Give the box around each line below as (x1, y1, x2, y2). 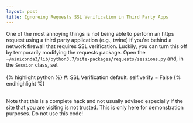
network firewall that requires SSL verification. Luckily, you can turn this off (6, 42, 187, 50)
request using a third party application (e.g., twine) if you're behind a (6, 36, 172, 43)
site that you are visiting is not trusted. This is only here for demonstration (6, 104, 184, 111)
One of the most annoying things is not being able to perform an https (6, 30, 174, 37)
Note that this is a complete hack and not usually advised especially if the (6, 97, 183, 104)
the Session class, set (6, 61, 58, 68)
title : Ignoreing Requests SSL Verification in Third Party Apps (6, 14, 168, 20)
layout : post (6, 8, 38, 15)
